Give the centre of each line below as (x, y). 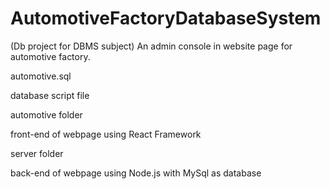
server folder (37, 153)
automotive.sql (41, 76)
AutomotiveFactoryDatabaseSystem (166, 18)
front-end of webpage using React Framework (106, 134)
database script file (50, 95)
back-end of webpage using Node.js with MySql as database (136, 173)
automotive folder (46, 114)
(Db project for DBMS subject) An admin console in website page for (151, 46)
